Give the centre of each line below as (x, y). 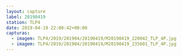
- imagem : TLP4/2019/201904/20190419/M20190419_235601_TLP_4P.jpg (94, 44)
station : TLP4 (23, 22)
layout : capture (26, 11)
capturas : (18, 33)
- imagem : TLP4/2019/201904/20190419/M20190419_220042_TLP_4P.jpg (94, 38)
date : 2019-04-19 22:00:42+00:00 (47, 28)
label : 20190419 (26, 17)
